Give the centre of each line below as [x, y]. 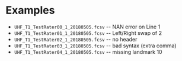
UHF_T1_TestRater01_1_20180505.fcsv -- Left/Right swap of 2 [88, 33]
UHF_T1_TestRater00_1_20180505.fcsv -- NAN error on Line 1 [87, 27]
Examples [30, 10]
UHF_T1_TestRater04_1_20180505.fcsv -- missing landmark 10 [88, 52]
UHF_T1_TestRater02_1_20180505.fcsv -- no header [76, 39]
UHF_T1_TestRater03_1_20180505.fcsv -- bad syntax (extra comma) [95, 46]
